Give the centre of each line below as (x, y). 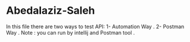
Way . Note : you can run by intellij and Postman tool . (70, 32)
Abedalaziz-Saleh (51, 11)
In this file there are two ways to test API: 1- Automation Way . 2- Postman (95, 26)
